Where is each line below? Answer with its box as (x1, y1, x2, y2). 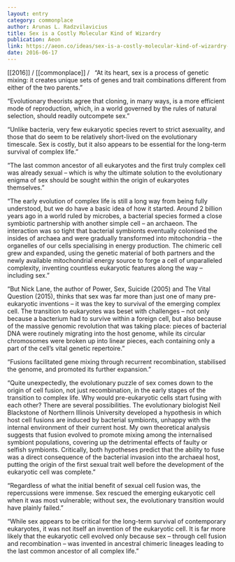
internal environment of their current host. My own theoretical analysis (7, 423, 210, 431)
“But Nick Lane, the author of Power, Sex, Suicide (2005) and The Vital (7, 284, 211, 293)
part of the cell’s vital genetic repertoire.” (7, 344, 125, 352)
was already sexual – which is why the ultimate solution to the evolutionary (7, 168, 222, 177)
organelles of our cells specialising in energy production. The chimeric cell (7, 241, 222, 250)
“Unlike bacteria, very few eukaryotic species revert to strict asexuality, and (7, 125, 225, 134)
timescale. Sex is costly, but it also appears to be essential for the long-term (7, 140, 227, 148)
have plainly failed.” (7, 503, 64, 512)
